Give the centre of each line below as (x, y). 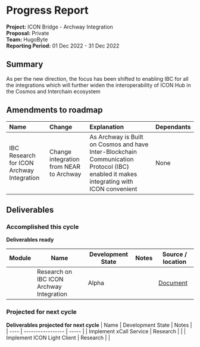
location (175, 262)
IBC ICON (50, 279)
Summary (25, 64)
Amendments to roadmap (54, 110)
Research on (54, 272)
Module (20, 258)
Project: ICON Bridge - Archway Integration (60, 27)
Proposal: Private (28, 33)
